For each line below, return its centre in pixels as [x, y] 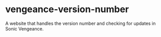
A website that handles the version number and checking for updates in [80, 23]
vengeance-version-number [67, 9]
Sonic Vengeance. [25, 28]
